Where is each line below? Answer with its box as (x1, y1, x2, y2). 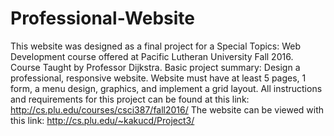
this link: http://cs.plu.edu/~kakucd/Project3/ (10, 114, 195, 126)
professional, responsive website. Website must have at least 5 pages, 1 (10, 72, 307, 84)
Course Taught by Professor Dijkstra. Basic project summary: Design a (10, 61, 301, 73)
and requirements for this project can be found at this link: (10, 93, 250, 105)
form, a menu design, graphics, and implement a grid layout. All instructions (10, 82, 323, 94)
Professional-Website (10, 7, 196, 30)
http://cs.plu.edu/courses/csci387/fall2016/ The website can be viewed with (10, 103, 325, 116)
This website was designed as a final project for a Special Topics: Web (10, 40, 302, 52)
